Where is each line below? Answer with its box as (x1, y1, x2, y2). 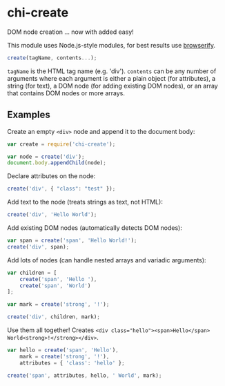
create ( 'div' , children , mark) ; (7, 313, 100, 320)
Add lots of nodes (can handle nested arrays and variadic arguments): (7, 255, 206, 264)
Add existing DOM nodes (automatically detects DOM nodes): (7, 224, 183, 232)
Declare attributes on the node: (7, 172, 96, 180)
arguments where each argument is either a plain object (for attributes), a (7, 74, 216, 82)
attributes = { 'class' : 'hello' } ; (19, 359, 126, 367)
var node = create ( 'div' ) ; (7, 153, 85, 160)
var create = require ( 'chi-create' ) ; (7, 140, 116, 148)
